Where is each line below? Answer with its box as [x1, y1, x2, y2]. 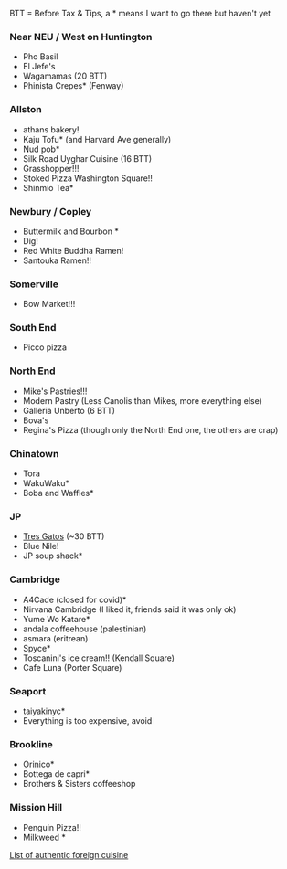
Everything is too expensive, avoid [22, 715, 153, 726]
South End [9, 322, 57, 334]
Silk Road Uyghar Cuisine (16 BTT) [22, 153, 153, 164]
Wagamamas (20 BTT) [22, 70, 108, 81]
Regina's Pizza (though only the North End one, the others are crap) [22, 424, 279, 435]
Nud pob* [22, 143, 60, 154]
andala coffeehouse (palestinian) [22, 623, 147, 634]
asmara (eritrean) [22, 632, 89, 643]
